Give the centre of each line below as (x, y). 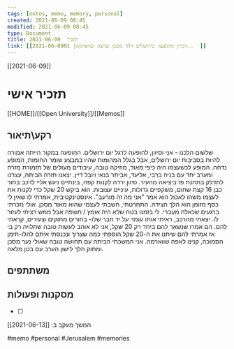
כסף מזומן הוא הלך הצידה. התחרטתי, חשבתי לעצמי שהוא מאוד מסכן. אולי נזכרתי (113, 204)
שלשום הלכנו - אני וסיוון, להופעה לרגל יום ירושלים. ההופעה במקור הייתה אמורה (110, 152)
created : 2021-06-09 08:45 (46, 20)
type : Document (29, 33)
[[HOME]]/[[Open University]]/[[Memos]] (66, 113)
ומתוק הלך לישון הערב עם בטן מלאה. (56, 248)
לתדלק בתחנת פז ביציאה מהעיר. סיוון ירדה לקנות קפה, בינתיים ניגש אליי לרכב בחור (115, 181)
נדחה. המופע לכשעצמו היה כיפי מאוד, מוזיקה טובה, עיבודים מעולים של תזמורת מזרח (117, 167)
